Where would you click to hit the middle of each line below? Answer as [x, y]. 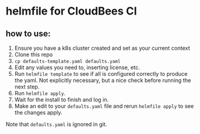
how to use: [28, 34]
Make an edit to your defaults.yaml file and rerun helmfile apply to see [104, 106]
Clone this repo [33, 55]
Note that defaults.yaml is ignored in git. [56, 124]
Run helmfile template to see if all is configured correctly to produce [101, 74]
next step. [27, 87]
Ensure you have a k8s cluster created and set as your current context [102, 48]
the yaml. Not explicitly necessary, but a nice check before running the [103, 80]
